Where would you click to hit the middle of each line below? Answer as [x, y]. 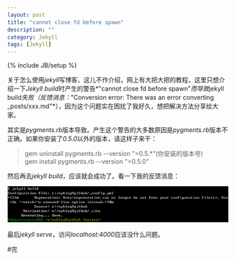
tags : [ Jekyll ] [29, 45]
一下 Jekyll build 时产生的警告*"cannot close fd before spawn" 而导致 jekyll [119, 89]
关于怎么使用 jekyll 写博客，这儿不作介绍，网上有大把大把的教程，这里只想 [113, 80]
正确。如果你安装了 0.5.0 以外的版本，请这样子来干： [82, 139]
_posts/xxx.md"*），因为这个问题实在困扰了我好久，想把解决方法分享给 [110, 106]
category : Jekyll [33, 37]
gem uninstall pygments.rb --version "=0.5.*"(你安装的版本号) [114, 154]
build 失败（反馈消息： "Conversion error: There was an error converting [111, 98]
